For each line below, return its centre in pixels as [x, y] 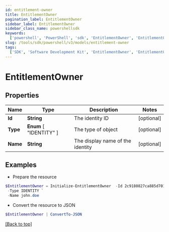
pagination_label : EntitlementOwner [44, 19]
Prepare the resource [34, 177]
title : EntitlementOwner [31, 15]
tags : [11, 47]
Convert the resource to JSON [44, 205]
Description [104, 110]
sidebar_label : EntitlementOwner [40, 24]
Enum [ [36, 126]
